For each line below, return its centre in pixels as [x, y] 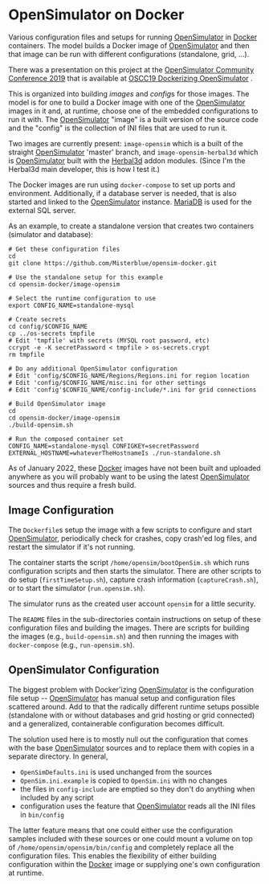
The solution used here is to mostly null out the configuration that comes [128, 739]
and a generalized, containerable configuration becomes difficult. [116, 723]
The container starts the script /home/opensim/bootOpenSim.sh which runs [129, 562]
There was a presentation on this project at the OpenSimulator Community [131, 69]
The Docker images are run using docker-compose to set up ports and [122, 184]
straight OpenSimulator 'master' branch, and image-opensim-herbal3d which [133, 152]
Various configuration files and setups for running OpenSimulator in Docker [133, 37]
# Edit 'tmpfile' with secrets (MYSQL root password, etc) [109, 340]
